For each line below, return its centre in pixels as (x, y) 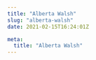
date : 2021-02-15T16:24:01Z (48, 27)
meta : (15, 39)
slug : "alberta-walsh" (40, 20)
